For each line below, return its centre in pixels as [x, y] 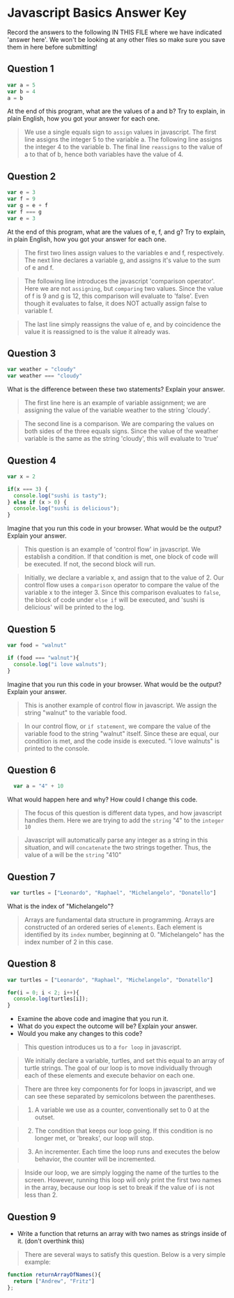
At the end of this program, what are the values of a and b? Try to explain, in [116, 111]
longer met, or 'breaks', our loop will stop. [94, 1138]
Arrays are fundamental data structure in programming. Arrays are [119, 919]
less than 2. [41, 1195]
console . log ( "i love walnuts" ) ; [61, 664]
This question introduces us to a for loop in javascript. [103, 1047]
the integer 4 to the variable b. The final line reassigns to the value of [123, 147]
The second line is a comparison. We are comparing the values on [119, 424]
